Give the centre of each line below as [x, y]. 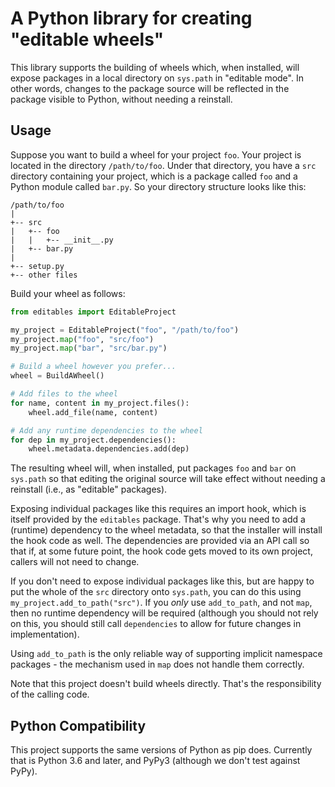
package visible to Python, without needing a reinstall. [121, 99]
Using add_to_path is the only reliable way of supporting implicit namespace [166, 654]
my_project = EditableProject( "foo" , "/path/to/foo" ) [125, 330]
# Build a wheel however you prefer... [93, 367]
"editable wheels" [87, 39]
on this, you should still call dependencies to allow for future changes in [156, 624]
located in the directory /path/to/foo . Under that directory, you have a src [163, 165]
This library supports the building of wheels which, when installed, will [155, 67]
